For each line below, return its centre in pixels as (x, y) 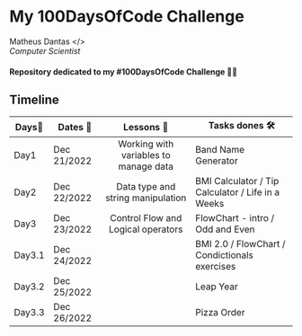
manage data (146, 166)
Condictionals (224, 255)
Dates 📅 (75, 127)
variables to (146, 155)
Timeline (35, 99)
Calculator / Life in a (237, 192)
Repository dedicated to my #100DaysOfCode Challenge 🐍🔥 (124, 71)
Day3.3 (29, 313)
